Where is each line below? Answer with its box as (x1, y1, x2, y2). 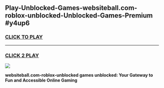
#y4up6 (5, 19, 30, 27)
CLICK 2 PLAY (5, 52, 39, 59)
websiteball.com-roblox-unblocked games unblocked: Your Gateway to (5, 72, 153, 78)
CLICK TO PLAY (5, 34, 43, 40)
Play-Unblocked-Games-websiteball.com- (5, 4, 138, 12)
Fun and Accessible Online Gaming (5, 77, 78, 83)
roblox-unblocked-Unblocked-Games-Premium (5, 12, 153, 20)
